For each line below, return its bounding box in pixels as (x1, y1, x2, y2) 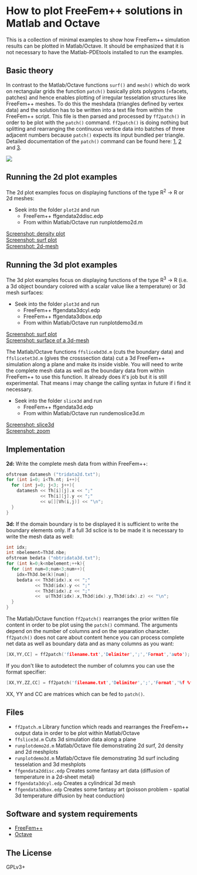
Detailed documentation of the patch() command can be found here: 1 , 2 (6, 137, 182, 145)
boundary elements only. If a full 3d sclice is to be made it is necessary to (6, 526, 184, 533)
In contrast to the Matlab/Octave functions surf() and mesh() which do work (6, 81, 191, 88)
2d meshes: (6, 195, 35, 202)
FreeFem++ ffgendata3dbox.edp (23, 313, 103, 320)
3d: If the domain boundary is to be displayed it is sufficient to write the (6, 520, 179, 528)
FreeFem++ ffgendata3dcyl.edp (23, 306, 101, 313)
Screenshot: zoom (6, 427, 50, 434)
